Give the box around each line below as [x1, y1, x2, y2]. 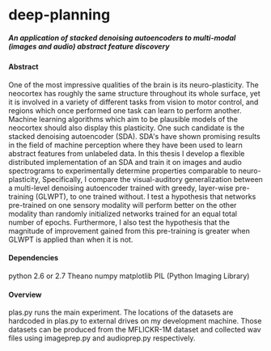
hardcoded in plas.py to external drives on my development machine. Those [8, 316, 262, 326]
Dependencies [8, 253, 59, 263]
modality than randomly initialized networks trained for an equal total [8, 209, 237, 218]
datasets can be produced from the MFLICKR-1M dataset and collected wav [8, 325, 261, 335]
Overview [8, 290, 42, 299]
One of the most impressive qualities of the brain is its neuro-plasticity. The [8, 79, 259, 90]
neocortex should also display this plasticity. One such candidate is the [8, 123, 245, 133]
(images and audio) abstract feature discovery [8, 41, 170, 51]
